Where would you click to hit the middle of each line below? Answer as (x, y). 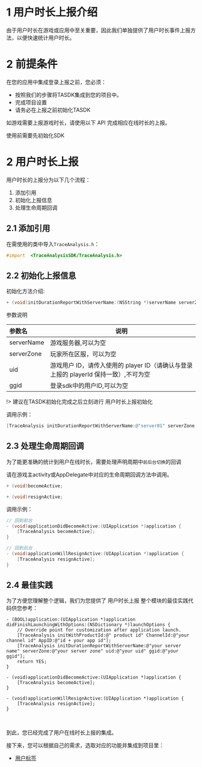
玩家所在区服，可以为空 (83, 354)
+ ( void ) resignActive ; (35, 497)
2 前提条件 (32, 64)
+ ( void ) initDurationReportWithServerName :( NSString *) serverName (91, 303)
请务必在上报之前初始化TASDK (53, 109)
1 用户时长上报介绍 (52, 12)
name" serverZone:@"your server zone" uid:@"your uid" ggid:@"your (93, 651)
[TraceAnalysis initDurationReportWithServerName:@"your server (99, 646)
